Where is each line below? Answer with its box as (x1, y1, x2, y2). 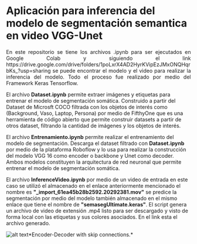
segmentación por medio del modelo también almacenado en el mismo (6, 195, 178, 202)
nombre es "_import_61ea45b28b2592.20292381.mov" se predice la (6, 188, 177, 195)
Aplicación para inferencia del (6, 4, 155, 18)
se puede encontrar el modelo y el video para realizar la (52, 67, 191, 74)
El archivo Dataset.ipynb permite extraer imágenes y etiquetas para (6, 91, 171, 98)
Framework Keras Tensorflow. (6, 79, 79, 86)
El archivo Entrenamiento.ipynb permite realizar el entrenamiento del (6, 133, 174, 140)
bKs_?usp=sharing (6, 67, 51, 74)
